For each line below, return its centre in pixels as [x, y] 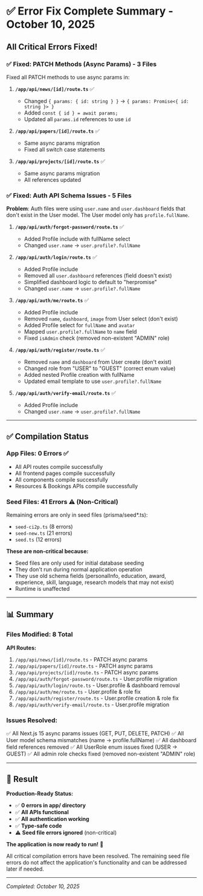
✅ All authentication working [52, 818]
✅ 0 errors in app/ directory [50, 805]
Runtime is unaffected [42, 589]
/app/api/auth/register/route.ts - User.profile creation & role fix [97, 698]
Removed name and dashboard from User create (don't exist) [98, 362]
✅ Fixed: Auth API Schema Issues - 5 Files [69, 195]
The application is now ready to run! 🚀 [55, 844]
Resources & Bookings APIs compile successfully [76, 486]
